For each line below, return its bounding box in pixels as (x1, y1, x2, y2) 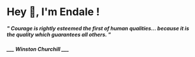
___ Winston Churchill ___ (6, 46, 70, 53)
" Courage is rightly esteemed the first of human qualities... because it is (6, 24, 189, 31)
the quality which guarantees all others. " (6, 31, 111, 38)
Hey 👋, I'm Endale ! (6, 5, 100, 19)
